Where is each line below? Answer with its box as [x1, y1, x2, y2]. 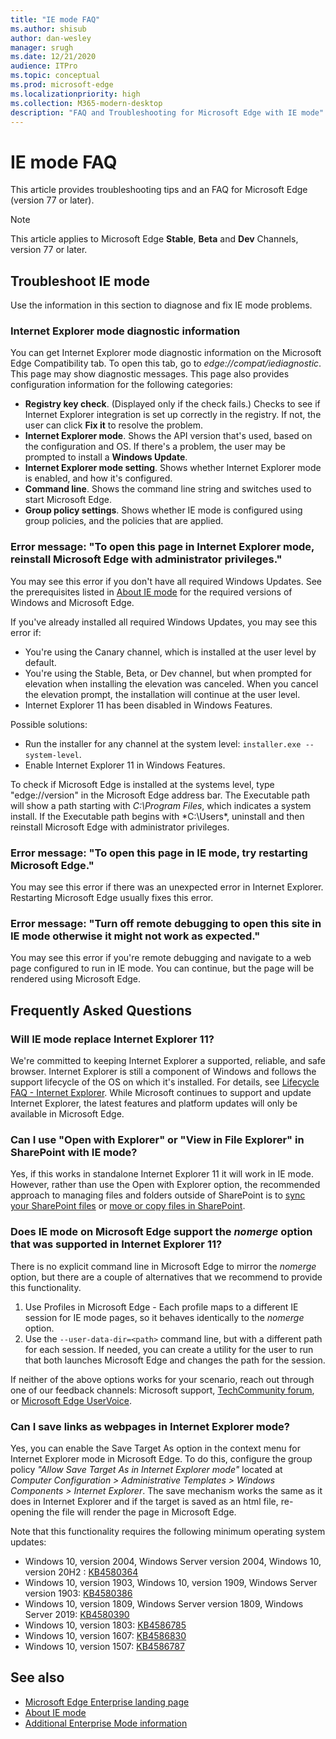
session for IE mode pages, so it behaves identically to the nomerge [24, 1311, 305, 1323]
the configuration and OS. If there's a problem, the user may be [24, 441, 286, 453]
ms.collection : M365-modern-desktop [10, 98, 163, 108]
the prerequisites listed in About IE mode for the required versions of [10, 586, 293, 598]
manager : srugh [10, 42, 74, 53]
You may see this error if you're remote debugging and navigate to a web [10, 952, 312, 964]
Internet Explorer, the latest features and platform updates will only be [10, 1097, 298, 1109]
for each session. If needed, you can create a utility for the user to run [24, 1343, 314, 1355]
